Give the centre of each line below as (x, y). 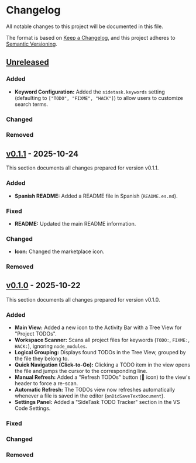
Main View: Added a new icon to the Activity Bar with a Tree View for (98, 327)
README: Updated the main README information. (75, 223)
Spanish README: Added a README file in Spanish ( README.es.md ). (96, 196)
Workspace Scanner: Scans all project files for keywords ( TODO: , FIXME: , (102, 340)
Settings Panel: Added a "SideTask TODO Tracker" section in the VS (97, 402)
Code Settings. (32, 408)
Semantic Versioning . (32, 44)
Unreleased (28, 62)
